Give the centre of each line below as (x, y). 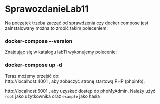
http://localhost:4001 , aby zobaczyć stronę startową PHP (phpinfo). (75, 81)
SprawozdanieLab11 (47, 9)
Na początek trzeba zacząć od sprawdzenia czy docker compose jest (77, 23)
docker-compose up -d (34, 65)
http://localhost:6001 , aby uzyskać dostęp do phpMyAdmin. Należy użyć (80, 91)
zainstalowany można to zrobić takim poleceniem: (57, 28)
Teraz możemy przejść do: (32, 76)
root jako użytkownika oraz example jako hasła (53, 96)
